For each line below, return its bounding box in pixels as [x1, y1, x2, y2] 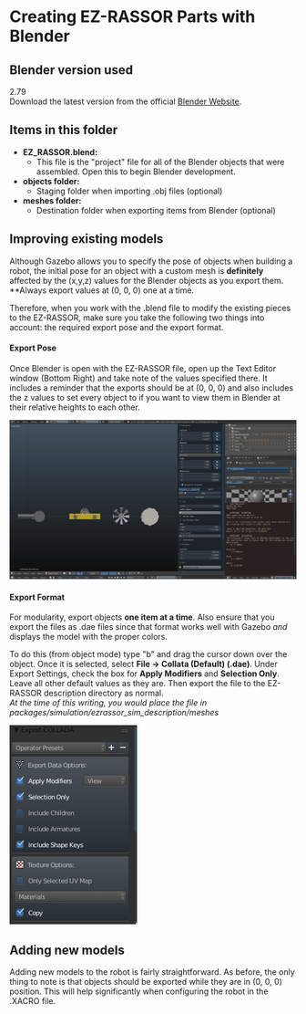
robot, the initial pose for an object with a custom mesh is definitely [9, 265, 264, 276]
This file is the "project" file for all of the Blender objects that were [36, 156, 285, 167]
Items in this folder [9, 122, 118, 138]
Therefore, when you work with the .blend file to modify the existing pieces [9, 302, 291, 313]
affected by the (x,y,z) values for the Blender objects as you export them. [9, 275, 284, 286]
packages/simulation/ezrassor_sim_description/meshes [9, 707, 219, 718]
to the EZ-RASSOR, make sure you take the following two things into [9, 312, 265, 323]
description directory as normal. [44, 687, 164, 699]
